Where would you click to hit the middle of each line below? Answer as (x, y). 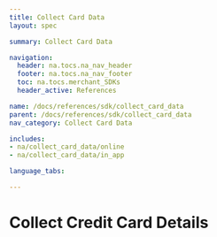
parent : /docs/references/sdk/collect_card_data (101, 115)
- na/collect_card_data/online (67, 147)
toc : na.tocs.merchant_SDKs (69, 82)
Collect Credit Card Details (109, 223)
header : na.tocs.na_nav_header (75, 66)
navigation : (31, 57)
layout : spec (33, 26)
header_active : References (67, 90)
